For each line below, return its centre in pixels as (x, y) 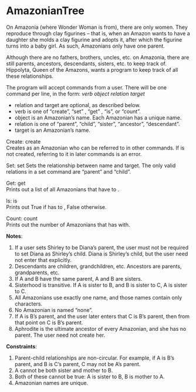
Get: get (16, 183)
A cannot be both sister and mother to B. (64, 370)
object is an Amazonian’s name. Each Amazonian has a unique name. (98, 117)
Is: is (12, 201)
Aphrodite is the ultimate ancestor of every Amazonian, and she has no (100, 328)
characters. (28, 304)
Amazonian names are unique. (51, 383)
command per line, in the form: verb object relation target (75, 94)
